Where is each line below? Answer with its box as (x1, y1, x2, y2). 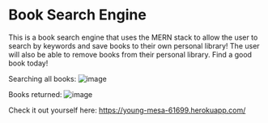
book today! (8, 58, 49, 68)
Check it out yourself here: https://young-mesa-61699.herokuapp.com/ (8, 105, 246, 115)
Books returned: (8, 89, 62, 99)
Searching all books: (8, 74, 77, 83)
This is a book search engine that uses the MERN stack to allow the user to (8, 32, 258, 42)
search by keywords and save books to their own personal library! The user (8, 40, 261, 50)
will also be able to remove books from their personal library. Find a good (8, 49, 253, 59)
